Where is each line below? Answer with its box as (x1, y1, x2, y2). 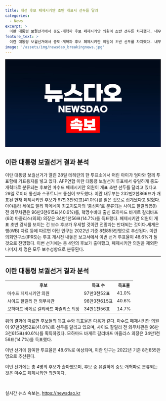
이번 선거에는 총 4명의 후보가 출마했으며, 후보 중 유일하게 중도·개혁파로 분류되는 (5, 363, 158, 369)
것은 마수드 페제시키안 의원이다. (5, 370, 66, 376)
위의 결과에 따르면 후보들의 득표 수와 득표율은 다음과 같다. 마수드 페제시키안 (5, 318, 150, 324)
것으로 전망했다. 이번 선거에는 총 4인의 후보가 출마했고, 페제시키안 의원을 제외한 (5, 240, 158, 246)
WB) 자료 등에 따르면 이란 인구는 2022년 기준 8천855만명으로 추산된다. (10, 228, 149, 234)
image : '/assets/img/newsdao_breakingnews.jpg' (5, 45, 105, 50)
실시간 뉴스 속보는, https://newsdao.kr (5, 390, 81, 396)
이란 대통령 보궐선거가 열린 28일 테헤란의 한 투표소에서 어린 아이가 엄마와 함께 (5, 172, 156, 178)
